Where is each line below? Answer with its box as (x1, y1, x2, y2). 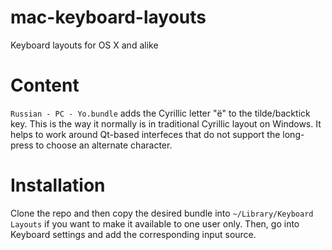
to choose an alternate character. (35, 139, 173, 151)
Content (10, 74, 80, 97)
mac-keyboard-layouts (10, 6, 207, 29)
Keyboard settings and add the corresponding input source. (10, 228, 257, 240)
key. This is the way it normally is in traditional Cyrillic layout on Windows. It (10, 117, 322, 130)
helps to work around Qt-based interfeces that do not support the (10, 128, 281, 140)
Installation (10, 174, 106, 197)
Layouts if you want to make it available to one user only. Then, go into (10, 217, 300, 230)
